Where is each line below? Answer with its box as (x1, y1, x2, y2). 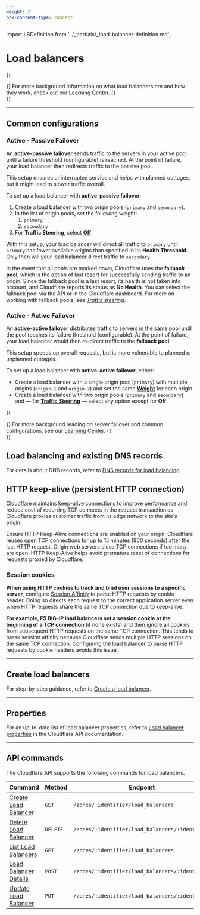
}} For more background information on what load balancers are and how (6, 83, 186, 90)
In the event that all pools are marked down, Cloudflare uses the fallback (6, 265, 185, 272)
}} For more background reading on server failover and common (6, 421, 164, 428)
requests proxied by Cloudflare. (6, 556, 84, 563)
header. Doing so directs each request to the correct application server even (6, 597, 193, 604)
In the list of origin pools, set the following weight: (14, 210, 137, 217)
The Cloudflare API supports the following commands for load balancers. (6, 769, 185, 776)
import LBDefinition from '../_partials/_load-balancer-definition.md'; (6, 30, 171, 38)
